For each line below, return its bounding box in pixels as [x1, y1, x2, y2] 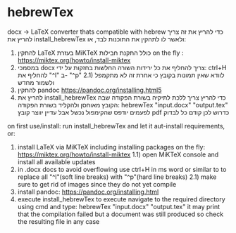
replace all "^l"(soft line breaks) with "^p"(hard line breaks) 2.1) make [17, 173, 217, 181]
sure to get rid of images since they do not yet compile [17, 180, 177, 188]
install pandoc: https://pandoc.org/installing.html [17, 187, 159, 196]
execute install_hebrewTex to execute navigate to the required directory [17, 194, 225, 204]
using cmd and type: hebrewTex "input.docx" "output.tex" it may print [17, 202, 221, 211]
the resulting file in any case [17, 217, 100, 225]
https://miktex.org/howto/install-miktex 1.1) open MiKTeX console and [17, 150, 219, 159]
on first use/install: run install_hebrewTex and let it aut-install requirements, [7, 121, 225, 130]
